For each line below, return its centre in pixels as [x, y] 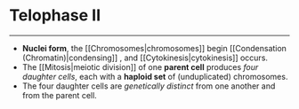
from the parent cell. [60, 95]
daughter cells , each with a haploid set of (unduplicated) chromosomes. [155, 76]
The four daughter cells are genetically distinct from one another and [149, 86]
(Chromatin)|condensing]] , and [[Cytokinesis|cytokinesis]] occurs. [145, 58]
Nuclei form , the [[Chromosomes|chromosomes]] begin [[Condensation [154, 48]
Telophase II [55, 16]
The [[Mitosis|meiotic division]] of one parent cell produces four [140, 66]
